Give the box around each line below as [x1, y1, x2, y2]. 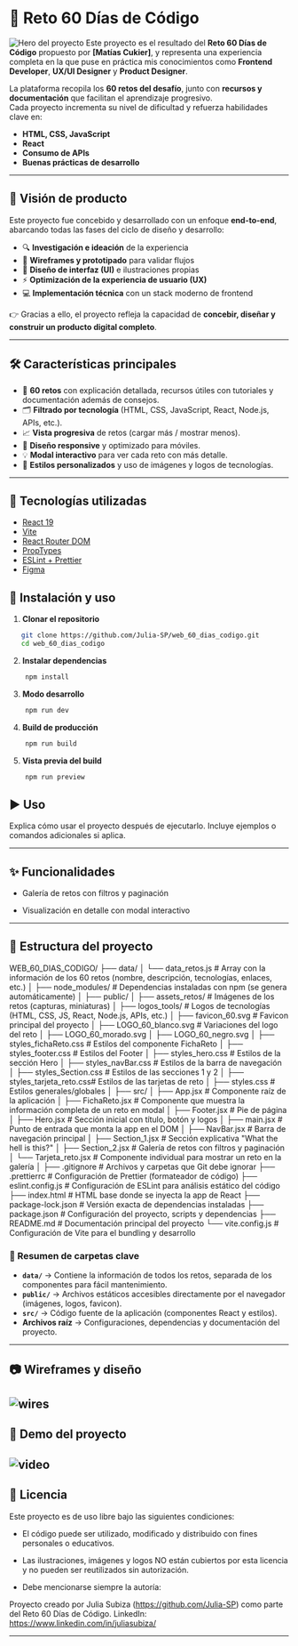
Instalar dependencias [21, 655, 107, 666]
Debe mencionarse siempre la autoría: [21, 1581, 161, 1592]
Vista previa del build [21, 755, 102, 766]
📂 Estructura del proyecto [9, 939, 153, 955]
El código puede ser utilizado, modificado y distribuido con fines [21, 1528, 258, 1538]
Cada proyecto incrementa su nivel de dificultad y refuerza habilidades [9, 101, 269, 112]
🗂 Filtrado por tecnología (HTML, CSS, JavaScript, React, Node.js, [21, 404, 270, 415]
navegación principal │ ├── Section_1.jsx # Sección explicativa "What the [9, 1133, 278, 1143]
